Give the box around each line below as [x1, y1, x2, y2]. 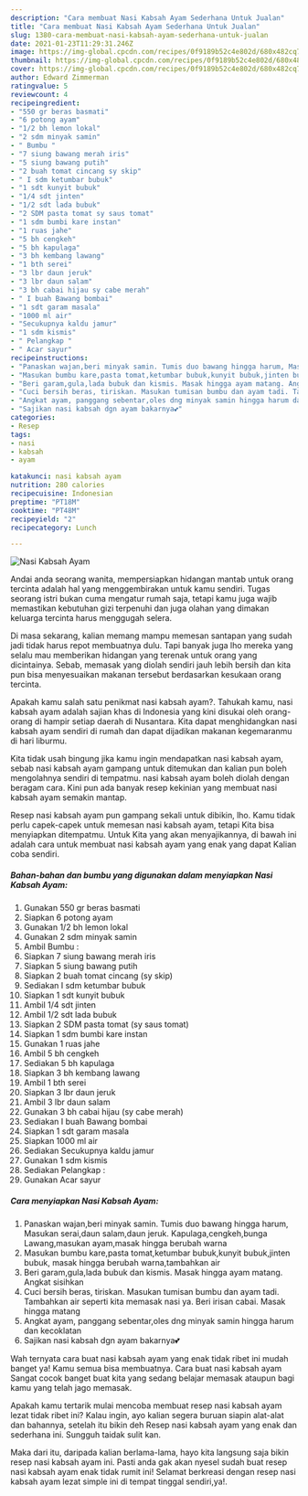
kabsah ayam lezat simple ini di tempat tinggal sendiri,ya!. [10, 1476, 228, 1487]
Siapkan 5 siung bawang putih [23, 961, 138, 972]
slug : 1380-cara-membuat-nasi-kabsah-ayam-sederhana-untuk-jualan [10, 30, 269, 39]
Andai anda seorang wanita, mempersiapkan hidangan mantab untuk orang [10, 573, 294, 585]
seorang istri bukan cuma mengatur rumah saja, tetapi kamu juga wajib [10, 593, 278, 604]
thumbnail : [10, 56, 52, 65]
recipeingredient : [10, 98, 80, 108]
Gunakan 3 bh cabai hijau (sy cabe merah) [23, 1106, 184, 1117]
